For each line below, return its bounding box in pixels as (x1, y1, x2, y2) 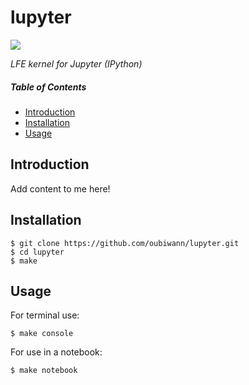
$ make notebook (10, 366, 78, 376)
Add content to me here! (10, 182, 111, 195)
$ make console (10, 329, 74, 339)
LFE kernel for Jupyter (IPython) (10, 57, 143, 70)
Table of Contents (10, 81, 87, 93)
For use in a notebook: (10, 346, 103, 358)
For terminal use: (10, 309, 80, 321)
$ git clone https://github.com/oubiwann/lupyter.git (10, 238, 240, 248)
